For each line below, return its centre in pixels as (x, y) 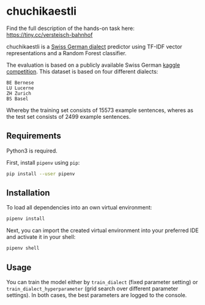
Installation (28, 193)
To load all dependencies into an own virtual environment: (79, 208)
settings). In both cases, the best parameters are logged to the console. (97, 295)
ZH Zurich (19, 93)
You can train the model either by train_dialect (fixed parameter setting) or (102, 282)
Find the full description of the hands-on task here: (70, 28)
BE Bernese (20, 83)
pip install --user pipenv (41, 174)
